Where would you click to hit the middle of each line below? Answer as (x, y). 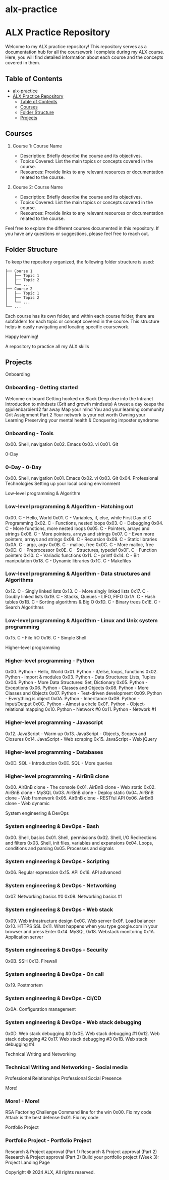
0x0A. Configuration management (41, 1009)
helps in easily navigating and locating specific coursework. (67, 327)
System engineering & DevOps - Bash (52, 826)
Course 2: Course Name (38, 187)
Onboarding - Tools (30, 433)
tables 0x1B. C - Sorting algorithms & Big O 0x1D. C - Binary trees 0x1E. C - (83, 602)
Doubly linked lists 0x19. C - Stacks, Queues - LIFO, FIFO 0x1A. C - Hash (80, 596)
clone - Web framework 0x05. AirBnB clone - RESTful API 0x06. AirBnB (79, 798)
